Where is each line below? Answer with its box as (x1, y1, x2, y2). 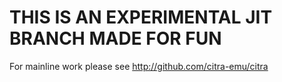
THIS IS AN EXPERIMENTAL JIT (9, 6, 273, 29)
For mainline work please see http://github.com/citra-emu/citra (9, 60, 269, 72)
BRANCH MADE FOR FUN (9, 27, 222, 50)
